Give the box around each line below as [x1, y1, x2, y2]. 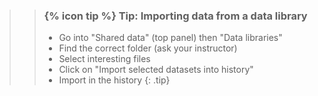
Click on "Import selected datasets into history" [58, 64, 254, 76]
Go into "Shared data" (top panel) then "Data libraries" [58, 32, 283, 44]
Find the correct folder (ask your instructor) [58, 42, 238, 54]
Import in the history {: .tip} [58, 74, 171, 86]
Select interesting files [58, 53, 151, 65]
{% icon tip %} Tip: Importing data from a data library [43, 9, 308, 23]
